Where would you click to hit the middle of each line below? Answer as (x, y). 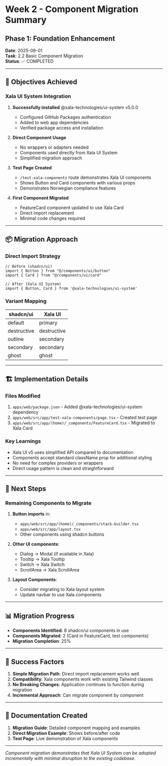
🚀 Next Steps (26, 489)
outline (16, 339)
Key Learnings (23, 441)
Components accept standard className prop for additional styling (82, 457)
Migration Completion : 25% (42, 641)
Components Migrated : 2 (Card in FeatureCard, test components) (80, 636)
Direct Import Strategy (33, 256)
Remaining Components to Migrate (48, 503)
